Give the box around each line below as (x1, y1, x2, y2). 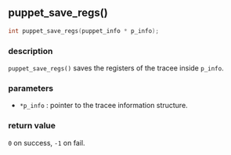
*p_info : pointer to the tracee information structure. (19, 101, 188, 110)
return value (8, 121, 56, 132)
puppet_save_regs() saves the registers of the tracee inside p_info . (8, 63, 225, 73)
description (8, 45, 53, 56)
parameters (8, 82, 53, 93)
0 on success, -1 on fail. (8, 138, 85, 147)
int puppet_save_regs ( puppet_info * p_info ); (8, 27, 159, 34)
